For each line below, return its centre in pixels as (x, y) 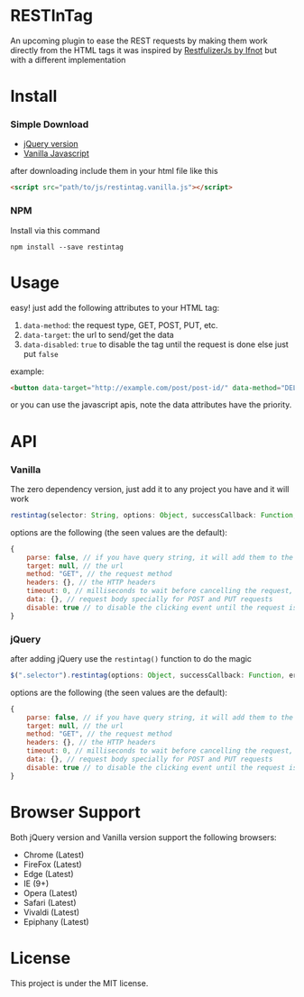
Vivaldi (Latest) (51, 912)
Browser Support (75, 812)
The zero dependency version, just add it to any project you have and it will (150, 489)
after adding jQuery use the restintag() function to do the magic (131, 658)
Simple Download (50, 124)
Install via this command (55, 230)
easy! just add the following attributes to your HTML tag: (115, 307)
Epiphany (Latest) (56, 921)
